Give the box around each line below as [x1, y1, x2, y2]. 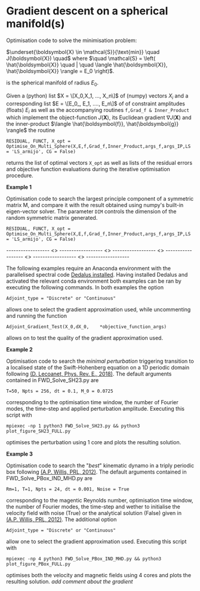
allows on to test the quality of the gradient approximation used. [6, 334, 163, 342]
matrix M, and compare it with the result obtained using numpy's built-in [6, 202, 184, 209]
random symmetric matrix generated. [6, 214, 98, 222]
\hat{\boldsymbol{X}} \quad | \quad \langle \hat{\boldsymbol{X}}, [6, 61, 168, 68]
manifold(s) [6, 17, 65, 31]
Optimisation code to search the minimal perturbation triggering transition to [6, 357, 194, 365]
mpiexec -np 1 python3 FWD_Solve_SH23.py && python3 [6, 423, 140, 429]
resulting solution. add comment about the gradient [6, 578, 133, 585]
